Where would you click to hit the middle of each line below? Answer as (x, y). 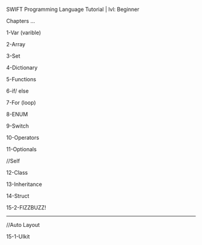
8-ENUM (17, 114)
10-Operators (23, 138)
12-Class (17, 172)
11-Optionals (22, 149)
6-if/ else (17, 91)
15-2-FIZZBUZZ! (26, 207)
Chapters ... (21, 21)
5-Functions (21, 79)
